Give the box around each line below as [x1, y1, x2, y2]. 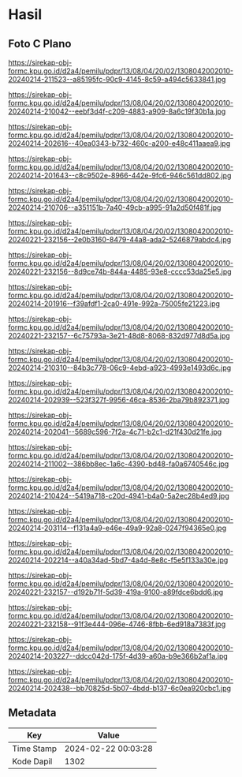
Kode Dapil [12, 756, 53, 767]
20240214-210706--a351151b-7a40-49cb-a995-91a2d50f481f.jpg [8, 203, 222, 212]
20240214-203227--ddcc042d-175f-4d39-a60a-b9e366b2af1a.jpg [8, 652, 229, 660]
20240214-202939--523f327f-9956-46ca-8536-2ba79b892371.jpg [8, 395, 230, 404]
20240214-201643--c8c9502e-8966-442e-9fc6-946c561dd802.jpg [8, 171, 232, 180]
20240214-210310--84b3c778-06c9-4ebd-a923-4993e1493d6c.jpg [8, 363, 232, 372]
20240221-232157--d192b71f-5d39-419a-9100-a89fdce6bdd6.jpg [8, 588, 224, 596]
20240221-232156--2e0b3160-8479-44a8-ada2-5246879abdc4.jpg [8, 235, 232, 244]
